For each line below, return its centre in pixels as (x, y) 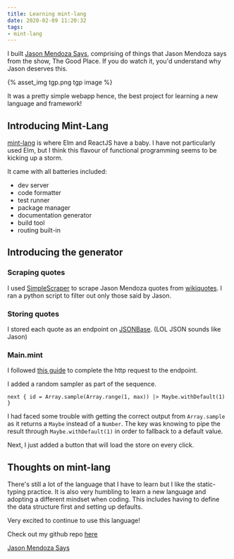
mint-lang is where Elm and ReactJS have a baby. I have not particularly (111, 143)
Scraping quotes (36, 273)
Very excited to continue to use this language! (74, 521)
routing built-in (39, 230)
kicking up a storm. (35, 158)
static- (207, 484)
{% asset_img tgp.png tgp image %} (60, 83)
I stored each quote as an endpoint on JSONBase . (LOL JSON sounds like (114, 329)
